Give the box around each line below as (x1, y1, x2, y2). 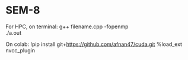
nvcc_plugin (5, 46, 36, 54)
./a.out (5, 29, 22, 36)
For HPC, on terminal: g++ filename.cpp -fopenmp (5, 23, 129, 30)
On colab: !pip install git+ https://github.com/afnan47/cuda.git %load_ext (5, 41, 182, 48)
